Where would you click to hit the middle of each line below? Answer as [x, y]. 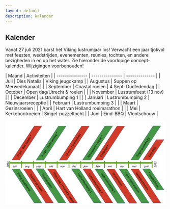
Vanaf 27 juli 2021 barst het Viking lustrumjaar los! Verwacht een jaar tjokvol [85, 50]
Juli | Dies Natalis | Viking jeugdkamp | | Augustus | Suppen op [71, 81]
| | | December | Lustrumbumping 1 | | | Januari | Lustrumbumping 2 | [77, 97]
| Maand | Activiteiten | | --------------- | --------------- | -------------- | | [83, 76]
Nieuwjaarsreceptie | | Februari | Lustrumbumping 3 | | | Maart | [72, 103]
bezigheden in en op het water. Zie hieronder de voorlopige [67, 61]
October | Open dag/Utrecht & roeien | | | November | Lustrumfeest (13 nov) [84, 92]
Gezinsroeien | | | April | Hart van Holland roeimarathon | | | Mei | [73, 108]
